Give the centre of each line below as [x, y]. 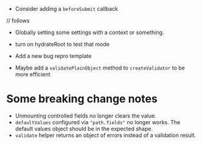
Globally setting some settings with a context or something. [89, 32]
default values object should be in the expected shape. [84, 129]
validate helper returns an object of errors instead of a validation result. [106, 135]
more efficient [33, 74]
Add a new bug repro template [53, 56]
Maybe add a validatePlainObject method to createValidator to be [100, 68]
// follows [18, 20]
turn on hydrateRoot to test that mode [62, 44]
